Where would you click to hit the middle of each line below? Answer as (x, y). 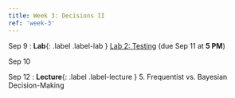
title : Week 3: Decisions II (57, 16)
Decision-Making (36, 85)
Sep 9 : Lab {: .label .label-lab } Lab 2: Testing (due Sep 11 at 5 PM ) (117, 45)
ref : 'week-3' (32, 23)
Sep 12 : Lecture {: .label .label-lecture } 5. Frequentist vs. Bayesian (118, 76)
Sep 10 (20, 61)
